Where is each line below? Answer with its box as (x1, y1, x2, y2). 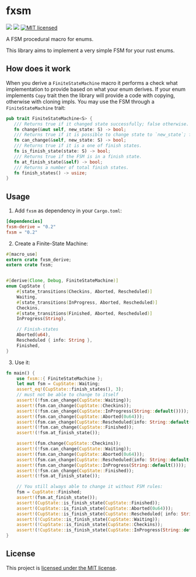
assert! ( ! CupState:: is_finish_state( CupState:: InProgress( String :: (16, 527, 184, 533)
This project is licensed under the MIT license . (6, 564, 117, 571)
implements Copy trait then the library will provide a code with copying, (6, 92, 175, 99)
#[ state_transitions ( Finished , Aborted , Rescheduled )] (16, 310, 153, 317)
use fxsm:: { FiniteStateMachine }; (16, 376, 103, 382)
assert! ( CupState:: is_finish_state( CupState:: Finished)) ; (16, 500, 160, 506)
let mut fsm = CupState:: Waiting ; (16, 381, 100, 387)
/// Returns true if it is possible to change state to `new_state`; (13, 132, 187, 138)
